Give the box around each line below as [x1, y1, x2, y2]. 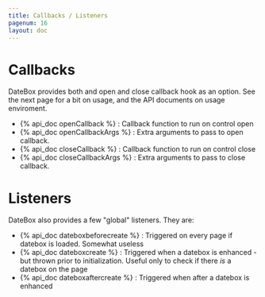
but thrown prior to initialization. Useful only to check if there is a [19, 256, 232, 266]
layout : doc [8, 26, 48, 34]
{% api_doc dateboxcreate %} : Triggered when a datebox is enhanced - [19, 248, 257, 257]
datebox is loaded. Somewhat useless [19, 239, 144, 249]
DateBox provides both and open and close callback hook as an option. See [8, 87, 255, 96]
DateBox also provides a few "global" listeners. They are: [8, 215, 194, 225]
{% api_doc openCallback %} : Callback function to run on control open [19, 119, 254, 129]
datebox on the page [19, 264, 88, 274]
